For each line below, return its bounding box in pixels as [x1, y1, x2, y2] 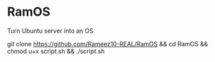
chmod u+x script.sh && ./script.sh [7, 47, 105, 55]
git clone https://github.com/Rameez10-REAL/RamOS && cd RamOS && [7, 40, 208, 48]
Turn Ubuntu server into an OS [7, 27, 94, 35]
